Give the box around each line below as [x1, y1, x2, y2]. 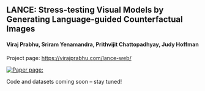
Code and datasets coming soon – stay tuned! [6, 78, 122, 85]
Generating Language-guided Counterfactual [6, 15, 183, 25]
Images [6, 24, 35, 34]
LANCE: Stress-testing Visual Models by [6, 5, 164, 15]
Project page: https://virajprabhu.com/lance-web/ [6, 54, 132, 61]
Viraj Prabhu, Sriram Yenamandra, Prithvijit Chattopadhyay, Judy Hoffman [6, 41, 199, 48]
